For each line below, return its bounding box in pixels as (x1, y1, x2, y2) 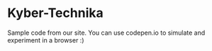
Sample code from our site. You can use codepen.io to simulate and (7, 28, 206, 37)
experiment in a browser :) (7, 35, 84, 44)
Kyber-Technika (7, 5, 104, 21)
